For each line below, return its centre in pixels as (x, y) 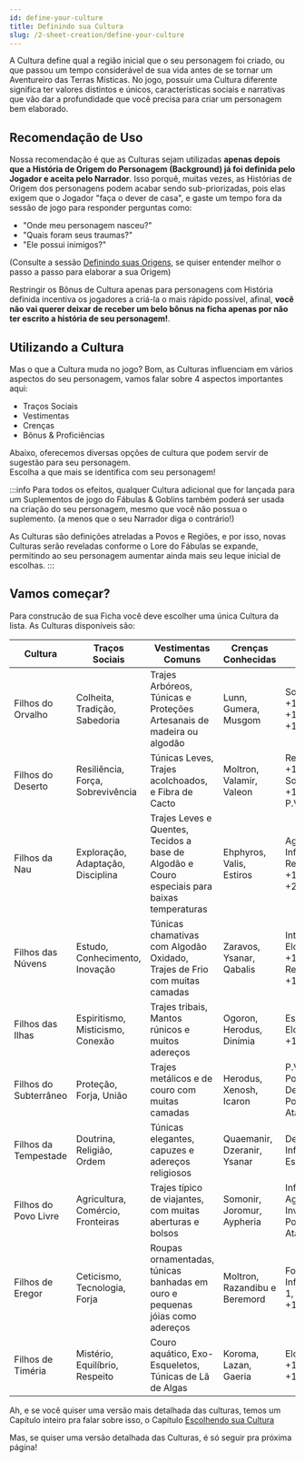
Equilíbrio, (97, 1365)
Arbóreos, (171, 686)
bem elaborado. (39, 109)
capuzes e (172, 1150)
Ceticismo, (99, 1276)
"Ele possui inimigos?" (64, 245)
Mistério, (94, 1354)
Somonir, (242, 1199)
